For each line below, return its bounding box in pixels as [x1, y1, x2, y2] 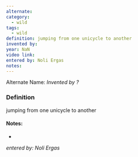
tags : [6, 25, 19, 31]
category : [6, 14, 30, 20]
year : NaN [6, 47, 30, 53]
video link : [6, 52, 35, 58]
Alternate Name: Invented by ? [6, 79, 79, 86]
